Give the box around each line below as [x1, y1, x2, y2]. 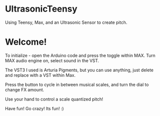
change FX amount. [5, 86, 45, 93]
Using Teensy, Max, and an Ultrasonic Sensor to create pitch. [5, 19, 128, 25]
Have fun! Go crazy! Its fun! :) [5, 105, 64, 111]
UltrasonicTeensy [5, 3, 78, 15]
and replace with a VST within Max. [5, 72, 76, 78]
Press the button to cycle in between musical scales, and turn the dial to [5, 82, 149, 87]
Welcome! [5, 36, 47, 48]
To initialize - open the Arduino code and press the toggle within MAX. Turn [5, 52, 156, 58]
